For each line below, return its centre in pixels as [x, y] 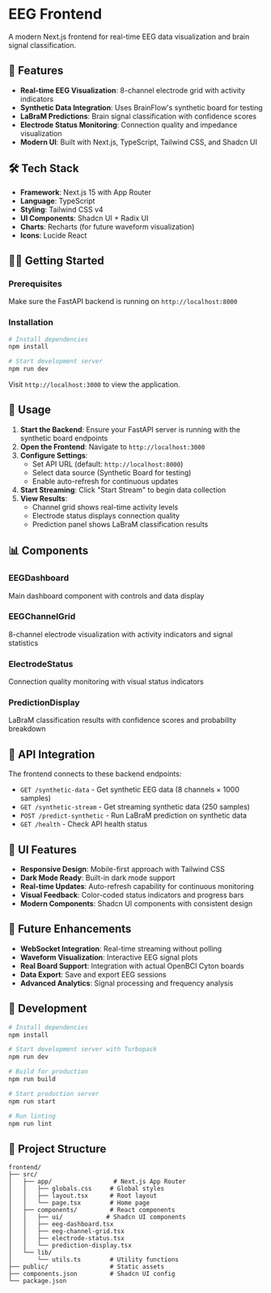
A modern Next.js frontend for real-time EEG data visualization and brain [129, 37]
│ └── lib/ [30, 1253]
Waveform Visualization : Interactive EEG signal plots [109, 957]
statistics [23, 642]
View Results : [44, 498]
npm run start [32, 1101]
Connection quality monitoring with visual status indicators [106, 681]
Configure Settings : [54, 455]
